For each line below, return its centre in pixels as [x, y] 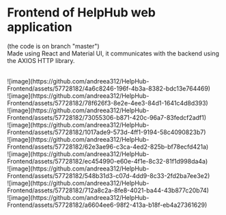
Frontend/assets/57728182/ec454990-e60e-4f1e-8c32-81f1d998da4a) [108, 161]
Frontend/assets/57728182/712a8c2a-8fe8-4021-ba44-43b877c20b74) [108, 190]
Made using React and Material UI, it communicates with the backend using [113, 53]
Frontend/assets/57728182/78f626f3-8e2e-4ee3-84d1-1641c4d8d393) [108, 103]
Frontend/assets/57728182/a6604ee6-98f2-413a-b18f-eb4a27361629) [107, 205]
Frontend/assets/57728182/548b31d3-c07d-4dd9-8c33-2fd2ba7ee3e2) [109, 175]
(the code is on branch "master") [54, 46]
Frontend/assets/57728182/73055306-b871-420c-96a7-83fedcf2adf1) [107, 117]
